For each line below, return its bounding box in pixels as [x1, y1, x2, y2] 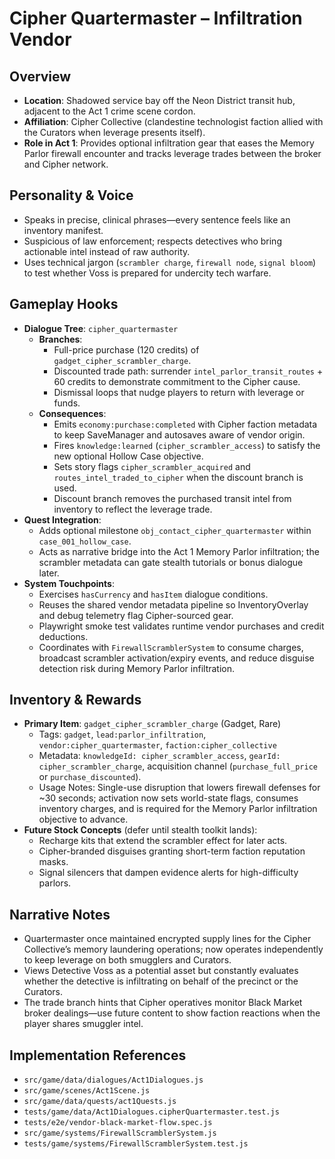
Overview [9, 68, 72, 85]
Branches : [38, 333, 83, 345]
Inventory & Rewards [9, 692, 142, 709]
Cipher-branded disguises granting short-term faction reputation [38, 845, 306, 857]
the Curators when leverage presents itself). [23, 127, 206, 138]
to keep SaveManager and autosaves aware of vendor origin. [53, 428, 306, 441]
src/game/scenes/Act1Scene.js [23, 1086, 151, 1096]
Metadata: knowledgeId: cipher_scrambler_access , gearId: [38, 750, 281, 762]
